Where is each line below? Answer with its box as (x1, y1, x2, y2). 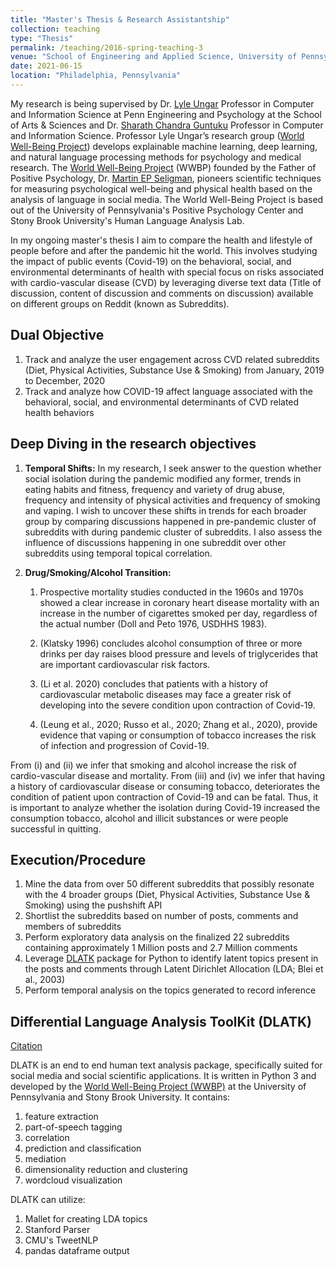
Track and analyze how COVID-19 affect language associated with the (24, 385, 313, 397)
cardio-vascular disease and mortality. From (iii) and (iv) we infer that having (10, 769, 326, 781)
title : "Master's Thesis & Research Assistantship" (10, 14, 230, 25)
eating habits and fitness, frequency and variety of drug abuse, (24, 483, 286, 495)
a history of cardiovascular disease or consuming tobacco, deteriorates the (10, 780, 321, 792)
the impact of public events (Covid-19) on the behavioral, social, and (10, 255, 292, 267)
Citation (10, 1040, 43, 1052)
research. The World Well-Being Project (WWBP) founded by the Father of (10, 161, 317, 173)
